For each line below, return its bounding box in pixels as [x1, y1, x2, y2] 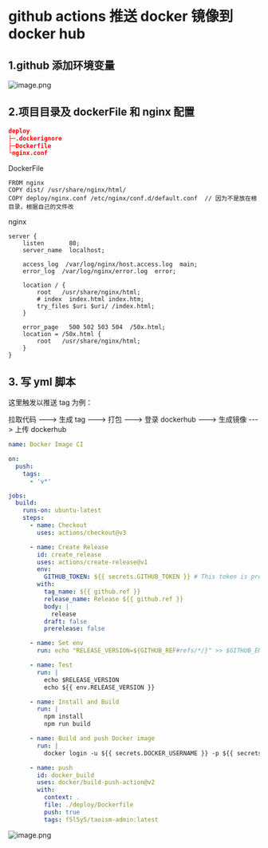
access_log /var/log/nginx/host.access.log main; [22, 260, 198, 268]
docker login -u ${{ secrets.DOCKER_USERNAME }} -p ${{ [43, 749, 234, 757]
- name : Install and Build [29, 698, 120, 706]
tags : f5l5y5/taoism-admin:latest [43, 815, 159, 823]
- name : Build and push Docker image [29, 735, 156, 743]
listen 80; [22, 240, 81, 248]
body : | [43, 602, 69, 611]
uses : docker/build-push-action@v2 [37, 779, 156, 787]
